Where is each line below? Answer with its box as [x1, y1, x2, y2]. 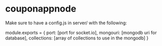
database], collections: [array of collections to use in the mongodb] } [5, 35, 149, 41]
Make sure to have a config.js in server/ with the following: [5, 20, 128, 26]
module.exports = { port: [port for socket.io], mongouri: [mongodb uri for [5, 29, 157, 35]
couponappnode [5, 3, 76, 15]
